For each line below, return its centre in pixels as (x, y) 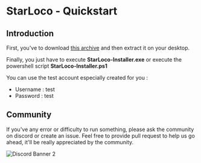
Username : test (35, 89)
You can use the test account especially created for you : (77, 78)
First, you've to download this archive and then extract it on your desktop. (98, 48)
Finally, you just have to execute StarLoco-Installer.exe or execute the (94, 59)
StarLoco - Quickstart (62, 11)
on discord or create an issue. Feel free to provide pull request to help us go (101, 136)
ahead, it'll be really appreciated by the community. (70, 142)
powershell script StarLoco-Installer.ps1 (57, 66)
